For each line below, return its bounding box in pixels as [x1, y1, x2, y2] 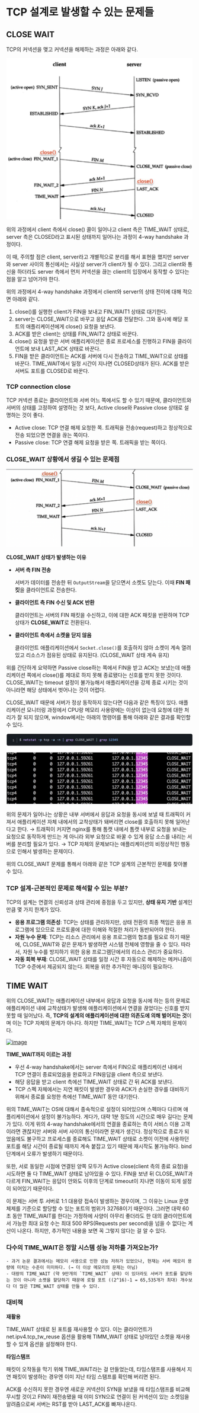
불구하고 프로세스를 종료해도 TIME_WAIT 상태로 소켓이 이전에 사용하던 [26, 1135, 190, 1142]
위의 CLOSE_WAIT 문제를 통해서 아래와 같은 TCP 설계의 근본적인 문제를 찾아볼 [6, 860, 188, 867]
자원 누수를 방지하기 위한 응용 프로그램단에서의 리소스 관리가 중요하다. [23, 948, 184, 955]
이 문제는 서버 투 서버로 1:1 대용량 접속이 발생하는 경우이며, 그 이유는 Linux [6, 1197, 178, 1204]
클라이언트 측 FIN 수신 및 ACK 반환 [14, 599, 95, 606]
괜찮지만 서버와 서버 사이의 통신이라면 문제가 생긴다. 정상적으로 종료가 [21, 1127, 184, 1135]
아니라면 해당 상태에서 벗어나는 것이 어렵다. [6, 686, 106, 693]
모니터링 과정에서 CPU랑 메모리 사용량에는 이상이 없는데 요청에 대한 [26, 706, 184, 713]
